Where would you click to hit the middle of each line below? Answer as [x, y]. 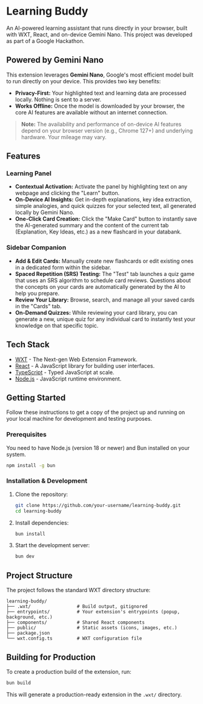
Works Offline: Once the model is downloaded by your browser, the [100, 106]
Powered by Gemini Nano [55, 60]
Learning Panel [29, 173]
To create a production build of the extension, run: [69, 671]
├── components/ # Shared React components [76, 623]
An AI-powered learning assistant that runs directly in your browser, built [97, 28]
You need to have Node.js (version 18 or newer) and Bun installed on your [98, 447]
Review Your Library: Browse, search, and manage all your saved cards [105, 300]
